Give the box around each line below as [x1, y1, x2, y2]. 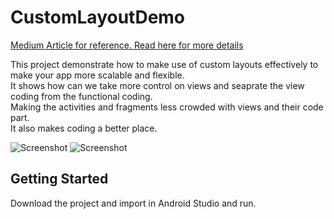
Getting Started [10, 171, 109, 188]
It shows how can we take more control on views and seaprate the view [10, 79, 305, 91]
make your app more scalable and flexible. [10, 69, 185, 81]
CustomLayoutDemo [10, 6, 186, 29]
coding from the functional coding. [10, 90, 153, 102]
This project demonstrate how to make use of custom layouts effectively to [10, 58, 319, 70]
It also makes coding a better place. [10, 122, 158, 134]
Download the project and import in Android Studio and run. [10, 197, 257, 209]
